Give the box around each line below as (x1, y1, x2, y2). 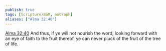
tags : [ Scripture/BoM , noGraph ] (5, 12, 73, 17)
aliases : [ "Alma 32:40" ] (5, 16, 57, 21)
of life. (5, 41, 19, 47)
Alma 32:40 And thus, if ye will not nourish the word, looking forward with (5, 30, 157, 36)
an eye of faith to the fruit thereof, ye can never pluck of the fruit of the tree (5, 35, 161, 41)
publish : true (5, 7, 35, 12)
